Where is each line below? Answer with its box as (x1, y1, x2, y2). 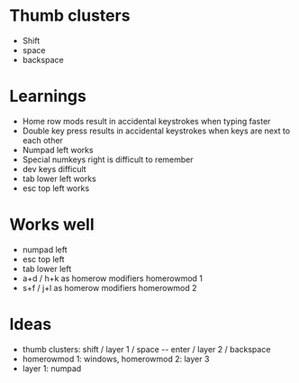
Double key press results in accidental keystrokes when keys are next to (22, 125, 291, 136)
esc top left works (22, 182, 90, 194)
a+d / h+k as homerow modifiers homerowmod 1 (22, 272, 203, 284)
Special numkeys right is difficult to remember (22, 154, 194, 165)
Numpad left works (22, 144, 94, 155)
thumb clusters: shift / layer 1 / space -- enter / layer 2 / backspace (22, 343, 271, 354)
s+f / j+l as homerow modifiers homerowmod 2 (22, 282, 197, 293)
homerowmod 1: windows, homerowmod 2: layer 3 (22, 353, 210, 364)
